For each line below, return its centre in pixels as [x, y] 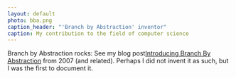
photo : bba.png [30, 20]
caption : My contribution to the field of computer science [98, 33]
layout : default [31, 14]
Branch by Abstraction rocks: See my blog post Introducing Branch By [109, 53]
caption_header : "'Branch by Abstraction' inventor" [87, 27]
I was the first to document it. [50, 68]
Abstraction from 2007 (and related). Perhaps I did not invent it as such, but [118, 61]
